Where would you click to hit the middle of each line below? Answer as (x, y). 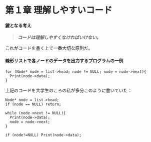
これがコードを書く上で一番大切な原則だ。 (49, 48)
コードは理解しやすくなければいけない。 (59, 38)
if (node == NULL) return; (33, 104)
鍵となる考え (18, 25)
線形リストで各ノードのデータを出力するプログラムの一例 (64, 60)
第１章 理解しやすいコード (59, 10)
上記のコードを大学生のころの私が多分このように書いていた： (69, 90)
